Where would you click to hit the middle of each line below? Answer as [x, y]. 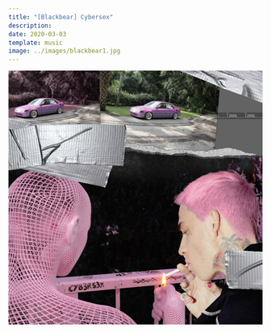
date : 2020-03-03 [38, 34]
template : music [35, 43]
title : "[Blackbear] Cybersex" [61, 17]
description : [30, 25]
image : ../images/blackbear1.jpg [65, 51]
